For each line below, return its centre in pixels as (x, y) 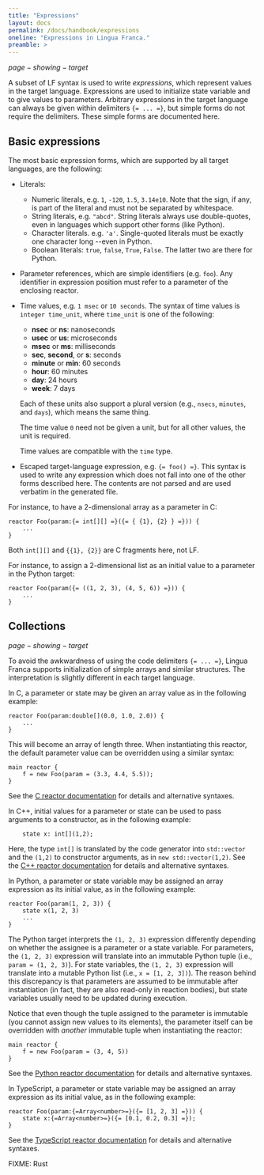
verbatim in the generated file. (69, 491)
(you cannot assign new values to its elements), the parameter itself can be (130, 1021)
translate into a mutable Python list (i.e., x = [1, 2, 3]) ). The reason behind (132, 972)
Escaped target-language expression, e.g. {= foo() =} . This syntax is (133, 466)
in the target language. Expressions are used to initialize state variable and (129, 91)
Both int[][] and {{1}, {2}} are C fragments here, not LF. (104, 550)
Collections (37, 626)
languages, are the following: (55, 169)
